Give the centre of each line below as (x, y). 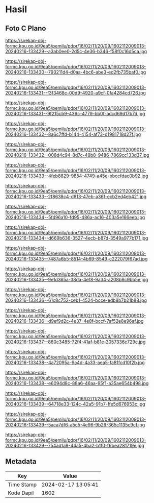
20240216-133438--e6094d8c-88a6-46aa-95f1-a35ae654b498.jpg (77, 383)
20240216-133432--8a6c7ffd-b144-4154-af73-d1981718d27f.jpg (73, 134)
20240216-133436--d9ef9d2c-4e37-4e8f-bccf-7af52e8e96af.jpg (74, 321)
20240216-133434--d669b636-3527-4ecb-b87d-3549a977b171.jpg (77, 238)
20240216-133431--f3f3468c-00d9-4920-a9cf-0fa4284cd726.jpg (76, 93)
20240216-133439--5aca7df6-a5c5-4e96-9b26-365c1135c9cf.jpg (75, 425)
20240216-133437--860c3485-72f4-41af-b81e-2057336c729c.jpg (75, 342)
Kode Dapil (21, 493)
